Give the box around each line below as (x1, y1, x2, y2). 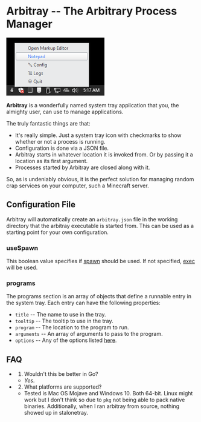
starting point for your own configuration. (6, 229, 109, 236)
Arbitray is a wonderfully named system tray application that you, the (6, 101, 179, 109)
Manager (6, 17, 53, 31)
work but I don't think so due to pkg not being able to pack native (24, 396, 185, 404)
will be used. (6, 264, 38, 271)
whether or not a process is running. (14, 138, 106, 145)
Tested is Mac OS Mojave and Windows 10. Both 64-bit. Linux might (24, 390, 193, 397)
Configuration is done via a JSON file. (14, 144, 109, 152)
